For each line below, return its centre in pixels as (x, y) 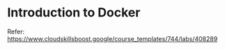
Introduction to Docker (74, 13)
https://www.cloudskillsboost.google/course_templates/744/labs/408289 (113, 38)
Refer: (16, 32)
